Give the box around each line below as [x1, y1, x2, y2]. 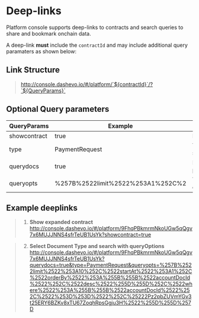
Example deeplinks [6, 203, 78, 213]
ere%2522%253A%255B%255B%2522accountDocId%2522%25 [29, 287, 190, 294]
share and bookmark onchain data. [6, 30, 91, 37]
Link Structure [6, 65, 60, 75]
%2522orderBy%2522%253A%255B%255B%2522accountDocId [29, 274, 191, 281]
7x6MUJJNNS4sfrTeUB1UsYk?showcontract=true [29, 231, 152, 238]
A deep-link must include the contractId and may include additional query [6, 41, 188, 49]
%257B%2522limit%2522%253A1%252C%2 [54, 179, 187, 187]
